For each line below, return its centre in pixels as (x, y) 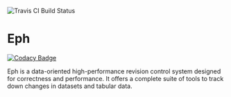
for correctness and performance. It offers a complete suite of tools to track (115, 78)
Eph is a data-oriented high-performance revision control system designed (114, 71)
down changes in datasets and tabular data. (70, 86)
